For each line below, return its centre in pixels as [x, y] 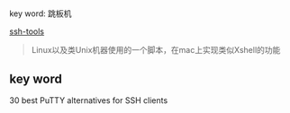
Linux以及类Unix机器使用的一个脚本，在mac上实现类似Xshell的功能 [156, 50]
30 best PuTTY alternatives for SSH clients [89, 100]
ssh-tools [27, 31]
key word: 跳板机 [41, 13]
